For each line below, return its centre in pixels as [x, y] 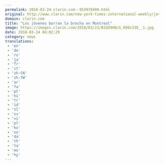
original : [15, 14]
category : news [20, 37]
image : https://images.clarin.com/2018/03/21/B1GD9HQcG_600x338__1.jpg [79, 28]
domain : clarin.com [25, 19]
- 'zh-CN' [17, 73]
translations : [20, 41]
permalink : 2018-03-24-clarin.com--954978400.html [58, 10]
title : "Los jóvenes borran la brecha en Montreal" [59, 23]
